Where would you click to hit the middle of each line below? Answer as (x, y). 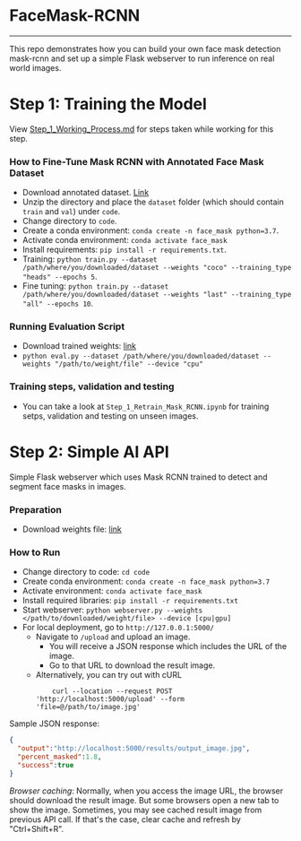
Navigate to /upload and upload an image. (113, 637)
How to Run (35, 552)
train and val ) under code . (71, 212)
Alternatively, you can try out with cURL (108, 675)
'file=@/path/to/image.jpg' (88, 707)
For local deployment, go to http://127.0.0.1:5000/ (118, 628)
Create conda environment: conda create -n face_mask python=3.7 (146, 581)
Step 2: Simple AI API (90, 451)
